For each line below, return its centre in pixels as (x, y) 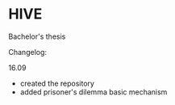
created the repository (57, 83)
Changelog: (27, 52)
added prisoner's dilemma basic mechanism (94, 92)
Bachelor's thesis (37, 36)
